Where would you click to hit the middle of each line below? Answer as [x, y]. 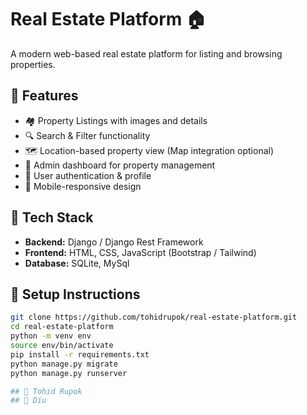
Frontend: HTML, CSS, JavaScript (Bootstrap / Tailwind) [140, 252]
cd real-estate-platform [62, 327]
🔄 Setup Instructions [75, 294]
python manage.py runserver [69, 373]
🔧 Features [44, 96]
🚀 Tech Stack [52, 217]
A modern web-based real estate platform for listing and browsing [146, 53]
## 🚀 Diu [28, 401]
